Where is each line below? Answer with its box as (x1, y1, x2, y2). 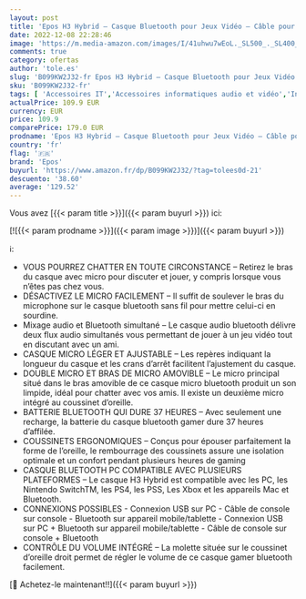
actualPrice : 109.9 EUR (9, 97, 100, 107)
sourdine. (22, 310, 59, 321)
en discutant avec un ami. (22, 339, 120, 350)
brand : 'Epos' (9, 157, 64, 167)
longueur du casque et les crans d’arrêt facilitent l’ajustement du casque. (22, 359, 296, 370)
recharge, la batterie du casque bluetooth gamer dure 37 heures (22, 416, 264, 428)
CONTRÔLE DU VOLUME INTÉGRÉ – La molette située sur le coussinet (22, 543, 288, 553)
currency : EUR (9, 107, 64, 116)
